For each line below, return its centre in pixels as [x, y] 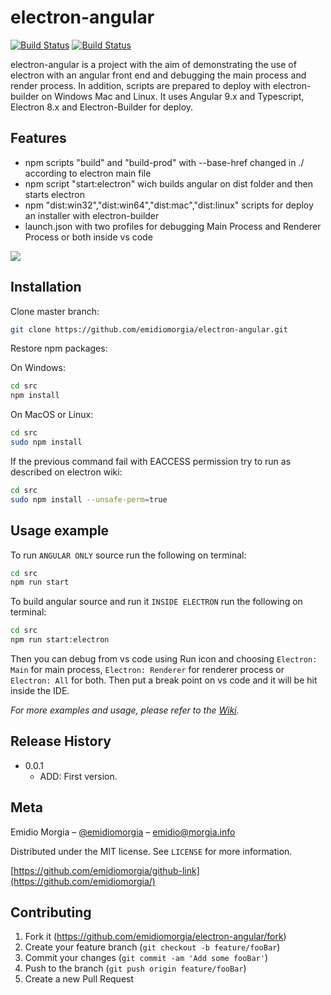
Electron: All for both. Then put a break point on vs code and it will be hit [164, 680]
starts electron [54, 194]
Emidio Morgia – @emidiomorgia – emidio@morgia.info [123, 832]
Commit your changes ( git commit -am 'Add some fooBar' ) [146, 958]
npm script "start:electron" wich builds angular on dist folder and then [169, 183]
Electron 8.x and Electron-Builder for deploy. [102, 107]
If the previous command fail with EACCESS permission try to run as [151, 461]
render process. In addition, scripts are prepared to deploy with [140, 85]
